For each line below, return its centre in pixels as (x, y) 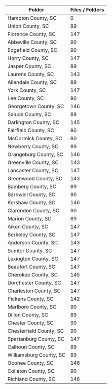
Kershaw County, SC (32, 203)
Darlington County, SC (34, 122)
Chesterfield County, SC (36, 331)
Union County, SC (28, 26)
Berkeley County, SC (32, 235)
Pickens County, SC (31, 299)
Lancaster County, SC (33, 171)
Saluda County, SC (29, 114)
